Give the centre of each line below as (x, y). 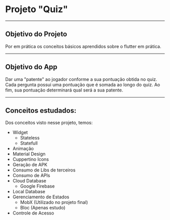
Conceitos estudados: (41, 111)
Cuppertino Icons (31, 159)
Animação (23, 149)
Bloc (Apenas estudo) (43, 208)
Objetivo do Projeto (36, 34)
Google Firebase (37, 186)
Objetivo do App (31, 67)
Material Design (29, 154)
